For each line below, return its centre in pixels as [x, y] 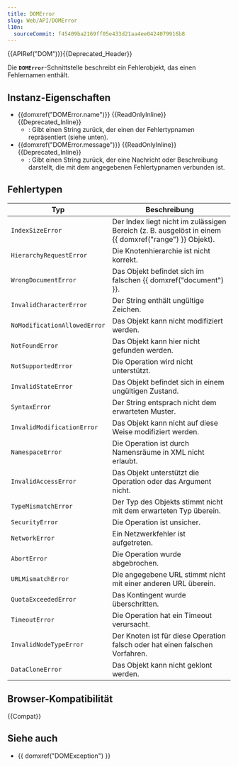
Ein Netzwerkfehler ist [149, 534]
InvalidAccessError [44, 481]
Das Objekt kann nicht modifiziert [168, 321]
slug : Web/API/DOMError [42, 21]
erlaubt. [125, 460]
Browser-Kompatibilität [60, 699]
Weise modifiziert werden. [156, 431]
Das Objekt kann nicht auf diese [165, 423]
